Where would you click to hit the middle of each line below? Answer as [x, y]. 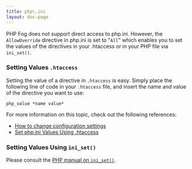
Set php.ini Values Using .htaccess [56, 132]
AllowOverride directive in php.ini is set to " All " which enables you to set [95, 40]
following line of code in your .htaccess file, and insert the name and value [96, 86]
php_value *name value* [35, 103]
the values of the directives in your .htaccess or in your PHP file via [87, 46]
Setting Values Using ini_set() [51, 147]
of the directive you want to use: [45, 93]
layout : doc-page [27, 17]
